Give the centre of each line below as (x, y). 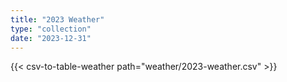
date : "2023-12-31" (51, 38)
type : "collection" (51, 29)
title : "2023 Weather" (57, 19)
